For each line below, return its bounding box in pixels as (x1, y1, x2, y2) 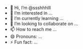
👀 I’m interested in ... (10, 10, 53, 16)
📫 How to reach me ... (10, 26, 57, 32)
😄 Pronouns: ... (10, 33, 43, 39)
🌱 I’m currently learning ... (10, 15, 64, 21)
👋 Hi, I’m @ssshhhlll (10, 5, 51, 10)
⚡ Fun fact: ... (10, 39, 38, 45)
